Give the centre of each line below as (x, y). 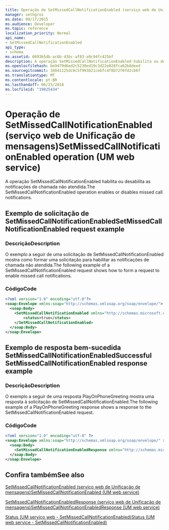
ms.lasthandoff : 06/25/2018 (35, 84)
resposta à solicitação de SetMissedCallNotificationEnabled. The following (81, 402)
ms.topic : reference (27, 29)
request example (98, 229)
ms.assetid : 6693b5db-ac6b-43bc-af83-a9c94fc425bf (59, 57)
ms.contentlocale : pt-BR (31, 80)
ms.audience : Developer (30, 24)
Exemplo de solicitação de (47, 213)
